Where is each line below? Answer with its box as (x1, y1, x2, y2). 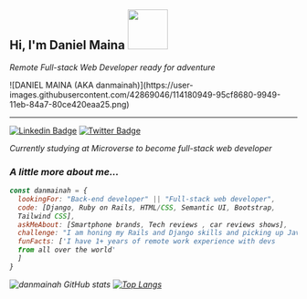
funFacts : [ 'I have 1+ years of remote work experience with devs (17, 237, 276, 246)
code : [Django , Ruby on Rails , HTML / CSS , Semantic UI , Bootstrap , (17, 202, 276, 212)
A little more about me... (9, 165, 120, 178)
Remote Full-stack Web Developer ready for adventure (9, 61, 216, 73)
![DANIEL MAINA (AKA (9, 79, 94, 90)
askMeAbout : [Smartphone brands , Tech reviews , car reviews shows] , (17, 220, 288, 229)
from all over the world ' (17, 245, 117, 255)
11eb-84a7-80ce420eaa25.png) (9, 98, 130, 109)
